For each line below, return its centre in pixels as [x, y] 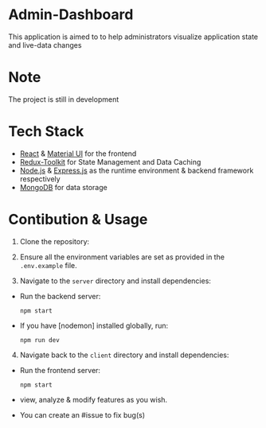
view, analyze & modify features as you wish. [94, 399]
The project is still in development [64, 99]
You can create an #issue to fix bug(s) [82, 414]
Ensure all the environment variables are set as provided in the [122, 257]
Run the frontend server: [60, 370]
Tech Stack [46, 132]
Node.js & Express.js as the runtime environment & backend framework [137, 170]
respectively [40, 179]
